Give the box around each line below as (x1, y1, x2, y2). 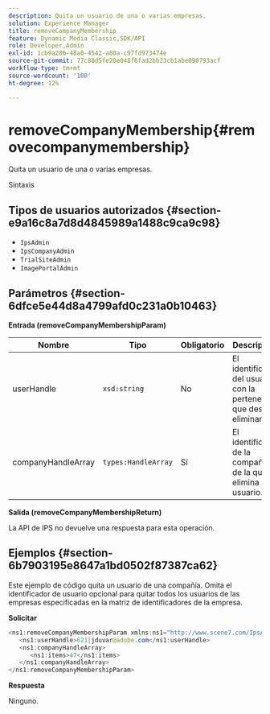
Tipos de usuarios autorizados (8, 203, 165, 217)
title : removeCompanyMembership (8, 27, 117, 35)
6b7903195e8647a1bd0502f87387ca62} (8, 559, 219, 572)
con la (231, 383, 256, 394)
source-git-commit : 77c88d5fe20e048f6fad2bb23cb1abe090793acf (8, 57, 221, 65)
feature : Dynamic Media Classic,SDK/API (8, 34, 146, 43)
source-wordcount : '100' (8, 72, 92, 80)
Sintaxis (8, 180, 35, 190)
